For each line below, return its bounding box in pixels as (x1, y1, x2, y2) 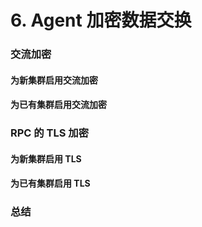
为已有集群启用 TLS (10, 177, 91, 190)
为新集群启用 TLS (10, 152, 82, 165)
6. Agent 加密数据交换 (10, 9, 192, 32)
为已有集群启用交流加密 (10, 99, 107, 111)
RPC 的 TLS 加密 (10, 126, 90, 140)
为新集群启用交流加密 (10, 74, 98, 86)
